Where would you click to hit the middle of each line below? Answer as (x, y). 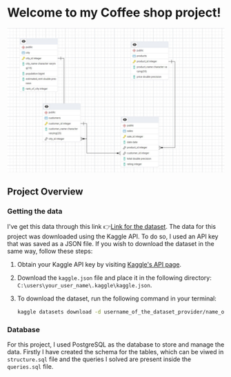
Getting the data (35, 211)
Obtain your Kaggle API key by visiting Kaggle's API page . (99, 265)
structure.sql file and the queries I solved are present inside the (99, 359)
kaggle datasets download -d (59, 312)
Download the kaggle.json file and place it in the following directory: (114, 278)
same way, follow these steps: (50, 251)
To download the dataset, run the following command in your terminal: (117, 298)
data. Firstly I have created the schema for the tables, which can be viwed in (115, 352)
